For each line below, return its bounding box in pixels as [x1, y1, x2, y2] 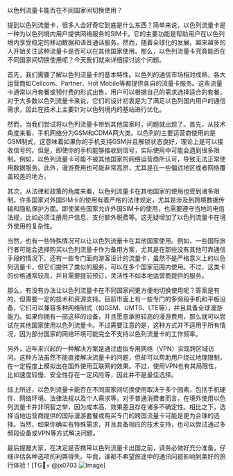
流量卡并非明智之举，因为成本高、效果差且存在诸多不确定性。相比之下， [12, 403, 220, 411]
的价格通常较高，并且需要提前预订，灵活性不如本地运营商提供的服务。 [7, 271, 208, 280]
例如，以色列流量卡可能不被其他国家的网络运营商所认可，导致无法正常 [19, 155, 220, 163]
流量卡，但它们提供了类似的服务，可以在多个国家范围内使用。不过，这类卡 [12, 263, 226, 271]
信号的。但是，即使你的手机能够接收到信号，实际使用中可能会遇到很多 [12, 146, 214, 154]
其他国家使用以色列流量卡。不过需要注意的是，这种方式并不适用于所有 [19, 321, 220, 329]
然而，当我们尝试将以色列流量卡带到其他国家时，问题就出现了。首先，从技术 [7, 120, 226, 128]
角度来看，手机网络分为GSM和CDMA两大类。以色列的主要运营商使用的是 [7, 129, 216, 137]
